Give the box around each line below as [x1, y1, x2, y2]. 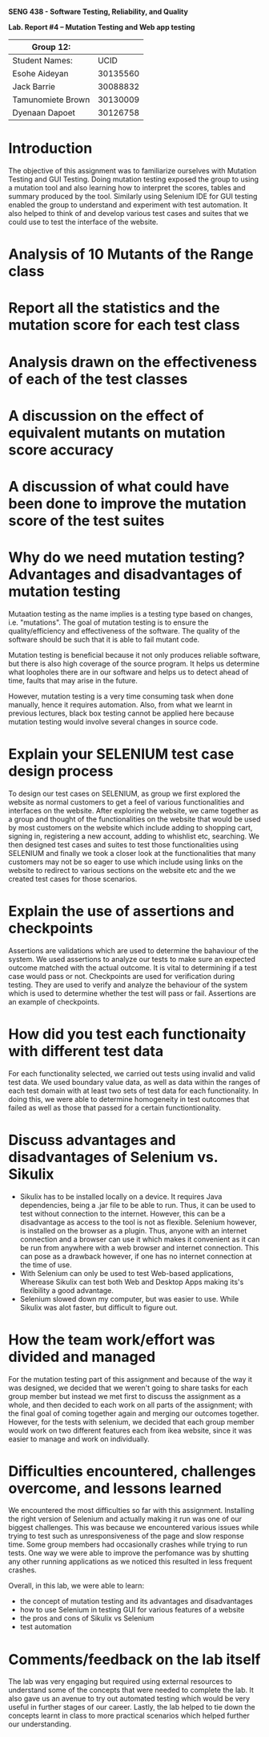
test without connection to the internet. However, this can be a [19, 1209, 226, 1218]
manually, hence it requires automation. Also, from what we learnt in [8, 699, 233, 709]
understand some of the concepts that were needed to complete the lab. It [8, 1686, 254, 1695]
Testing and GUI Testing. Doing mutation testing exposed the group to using [8, 174, 259, 184]
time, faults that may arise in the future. [8, 675, 139, 685]
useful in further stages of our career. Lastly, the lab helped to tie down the [8, 1702, 255, 1712]
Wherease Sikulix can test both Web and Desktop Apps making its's [19, 1277, 244, 1286]
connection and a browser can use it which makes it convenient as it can [19, 1234, 260, 1244]
